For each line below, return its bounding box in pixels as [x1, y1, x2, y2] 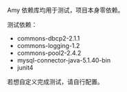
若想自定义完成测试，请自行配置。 [7, 78, 104, 86]
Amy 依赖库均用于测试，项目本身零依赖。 [7, 6, 124, 14]
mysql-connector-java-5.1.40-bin [16, 56, 111, 64]
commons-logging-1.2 [16, 42, 80, 49]
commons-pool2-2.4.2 [16, 49, 82, 57]
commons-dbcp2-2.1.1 [16, 34, 80, 43]
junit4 [16, 64, 34, 71]
